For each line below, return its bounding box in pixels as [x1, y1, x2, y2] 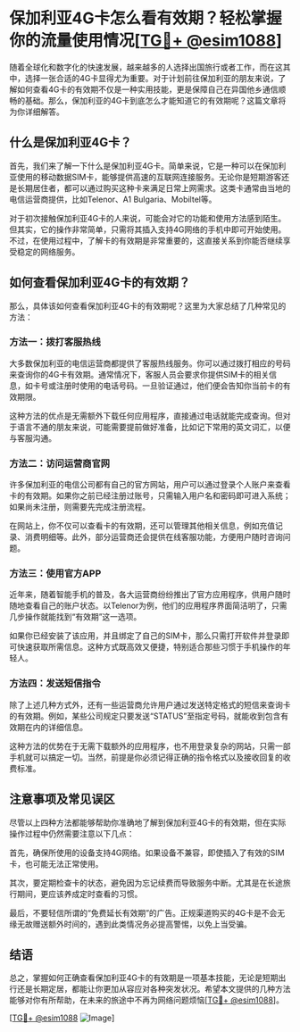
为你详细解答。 [9, 106, 64, 117]
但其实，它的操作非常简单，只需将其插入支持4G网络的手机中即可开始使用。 [9, 224, 287, 235]
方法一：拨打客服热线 [9, 336, 101, 348]
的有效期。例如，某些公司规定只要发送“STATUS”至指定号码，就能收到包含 [9, 711, 281, 721]
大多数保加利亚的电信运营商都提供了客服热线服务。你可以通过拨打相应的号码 [9, 358, 291, 369]
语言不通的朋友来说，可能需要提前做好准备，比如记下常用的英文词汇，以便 [16, 421, 291, 432]
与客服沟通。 [9, 432, 56, 443]
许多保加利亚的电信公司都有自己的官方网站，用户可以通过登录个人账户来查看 [9, 479, 291, 490]
